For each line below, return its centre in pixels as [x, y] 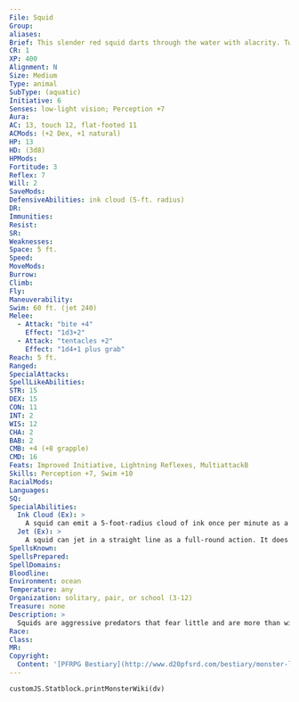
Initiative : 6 [36, 100]
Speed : [21, 258]
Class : [21, 640]
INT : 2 [21, 416]
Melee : [21, 316]
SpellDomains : [36, 565]
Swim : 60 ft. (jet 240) [53, 308]
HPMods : [24, 158]
